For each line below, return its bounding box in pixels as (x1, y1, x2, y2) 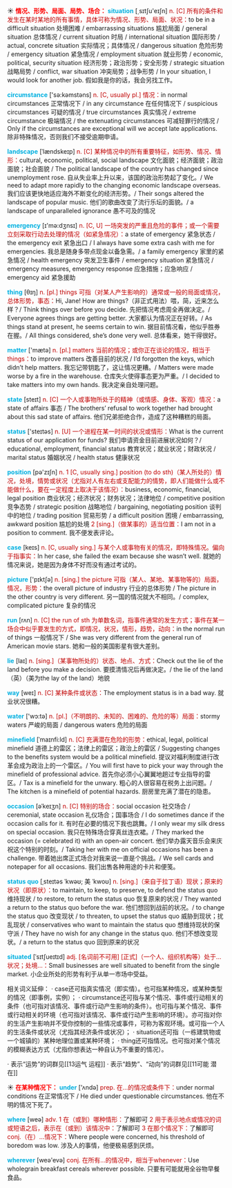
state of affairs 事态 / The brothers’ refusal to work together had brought (7, 404, 213, 412)
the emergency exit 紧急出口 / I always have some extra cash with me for (7, 239, 215, 246)
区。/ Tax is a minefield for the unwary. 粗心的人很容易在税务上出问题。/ (7, 779, 213, 786)
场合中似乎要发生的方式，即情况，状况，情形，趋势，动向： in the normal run (7, 624, 225, 633)
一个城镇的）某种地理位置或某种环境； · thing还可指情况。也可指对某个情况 (7, 1036, 221, 1045)
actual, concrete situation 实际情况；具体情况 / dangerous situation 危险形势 (7, 42, 223, 49)
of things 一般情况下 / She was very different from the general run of (7, 633, 202, 641)
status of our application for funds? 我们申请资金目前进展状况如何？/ (7, 436, 202, 444)
